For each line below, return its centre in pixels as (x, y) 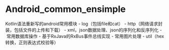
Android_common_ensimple (66, 9)
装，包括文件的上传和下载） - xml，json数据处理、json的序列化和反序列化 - (83, 30)
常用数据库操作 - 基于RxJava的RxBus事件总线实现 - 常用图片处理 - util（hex (85, 36)
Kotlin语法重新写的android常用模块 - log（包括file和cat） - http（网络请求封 (84, 23)
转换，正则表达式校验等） (32, 42)
